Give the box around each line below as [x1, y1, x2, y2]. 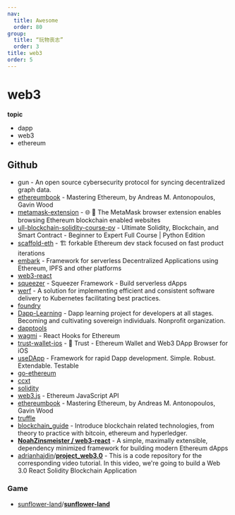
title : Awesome [13, 17, 59, 24]
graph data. [17, 185, 52, 194]
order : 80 [13, 23, 42, 30]
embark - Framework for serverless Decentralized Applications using [17, 256, 219, 265]
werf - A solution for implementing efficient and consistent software [17, 286, 215, 295]
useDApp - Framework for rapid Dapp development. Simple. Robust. [17, 353, 216, 362]
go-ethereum [17, 368, 56, 377]
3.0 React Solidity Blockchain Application [17, 466, 138, 475]
